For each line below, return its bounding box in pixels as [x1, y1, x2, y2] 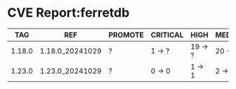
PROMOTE [108, 30, 144, 40]
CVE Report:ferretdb [7, 5, 130, 21]
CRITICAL [150, 30, 184, 40]
